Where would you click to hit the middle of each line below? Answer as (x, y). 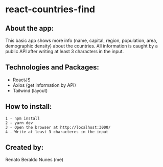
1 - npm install (22, 118)
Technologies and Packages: (52, 67)
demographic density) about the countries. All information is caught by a (81, 46)
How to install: (29, 106)
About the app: (30, 28)
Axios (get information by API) (44, 85)
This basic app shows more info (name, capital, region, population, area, (81, 40)
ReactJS (21, 80)
